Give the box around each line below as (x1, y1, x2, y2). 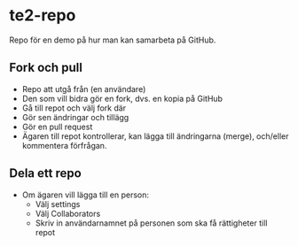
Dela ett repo (9, 165, 82, 181)
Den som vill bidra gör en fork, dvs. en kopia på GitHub (21, 93, 223, 104)
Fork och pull (9, 60, 82, 75)
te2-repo (9, 5, 76, 26)
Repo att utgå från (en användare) (21, 83, 146, 94)
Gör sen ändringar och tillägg (21, 111, 129, 122)
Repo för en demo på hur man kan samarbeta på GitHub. (9, 35, 216, 45)
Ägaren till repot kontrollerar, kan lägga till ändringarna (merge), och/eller (21, 130, 289, 142)
